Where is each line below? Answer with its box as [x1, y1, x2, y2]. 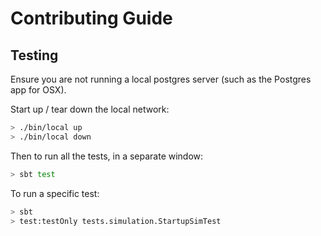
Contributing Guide [10, 7, 173, 30]
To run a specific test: [10, 187, 100, 199]
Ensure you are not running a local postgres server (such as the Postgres [10, 73, 312, 85]
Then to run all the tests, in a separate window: [10, 150, 204, 162]
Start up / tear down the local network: [10, 103, 170, 115]
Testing [10, 47, 59, 64]
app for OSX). [10, 84, 67, 96]
